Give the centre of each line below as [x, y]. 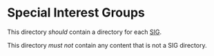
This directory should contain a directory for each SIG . [85, 32]
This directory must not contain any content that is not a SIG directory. [107, 45]
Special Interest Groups [76, 13]
